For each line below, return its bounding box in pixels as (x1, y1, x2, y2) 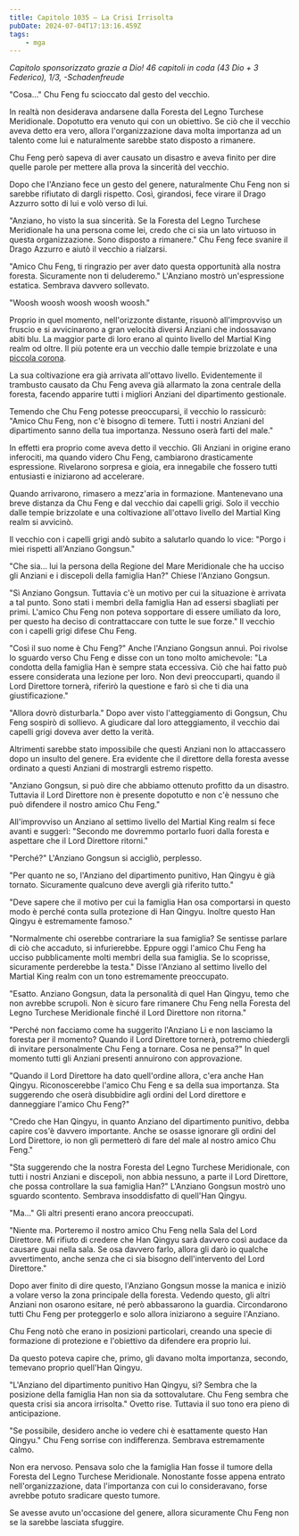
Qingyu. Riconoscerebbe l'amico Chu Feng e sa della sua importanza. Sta (9, 1080, 279, 1090)
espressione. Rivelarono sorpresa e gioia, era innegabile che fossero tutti (9, 462, 278, 472)
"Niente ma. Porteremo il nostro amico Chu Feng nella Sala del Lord (9, 1225, 257, 1236)
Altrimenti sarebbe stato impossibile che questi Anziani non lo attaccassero (9, 744, 286, 755)
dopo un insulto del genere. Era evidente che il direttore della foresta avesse (9, 754, 290, 764)
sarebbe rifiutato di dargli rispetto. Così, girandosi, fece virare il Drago (9, 188, 266, 199)
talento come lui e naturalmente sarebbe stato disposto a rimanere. (9, 135, 256, 146)
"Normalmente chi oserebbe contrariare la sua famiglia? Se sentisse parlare (9, 933, 287, 944)
